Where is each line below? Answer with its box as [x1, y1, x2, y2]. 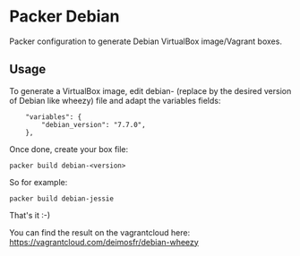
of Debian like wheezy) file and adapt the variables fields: [9, 95, 221, 106]
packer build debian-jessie [9, 194, 115, 203]
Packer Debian [9, 6, 120, 27]
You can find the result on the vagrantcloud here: [9, 226, 191, 238]
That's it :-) [9, 209, 51, 220]
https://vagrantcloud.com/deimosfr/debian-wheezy [9, 236, 199, 247]
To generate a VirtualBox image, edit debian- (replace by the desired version [9, 85, 292, 96]
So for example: [9, 176, 68, 187]
